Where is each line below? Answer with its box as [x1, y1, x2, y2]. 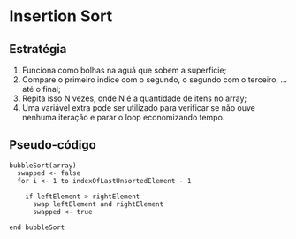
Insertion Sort [9, 6, 113, 27]
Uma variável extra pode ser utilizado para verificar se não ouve [21, 103, 256, 112]
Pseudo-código [9, 137, 97, 152]
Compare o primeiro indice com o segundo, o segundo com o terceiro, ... [21, 74, 288, 85]
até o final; [21, 84, 61, 94]
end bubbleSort [9, 223, 65, 232]
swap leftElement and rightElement [32, 199, 164, 209]
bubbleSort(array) [9, 161, 77, 170]
